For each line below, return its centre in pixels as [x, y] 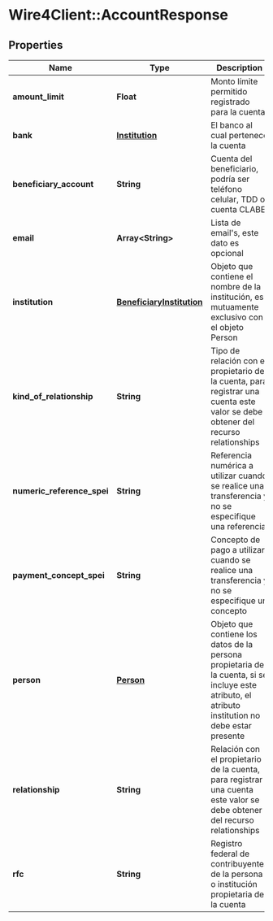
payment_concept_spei [59, 575]
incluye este [234, 685]
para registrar [236, 780]
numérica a [232, 465]
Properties [36, 45]
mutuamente [235, 307]
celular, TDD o [238, 199]
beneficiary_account [53, 184]
